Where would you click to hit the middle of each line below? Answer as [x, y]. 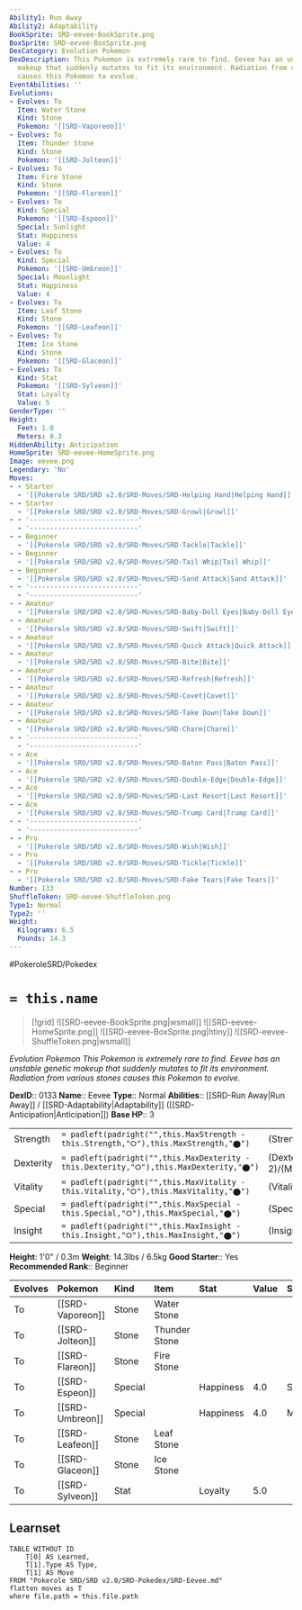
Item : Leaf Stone [50, 311]
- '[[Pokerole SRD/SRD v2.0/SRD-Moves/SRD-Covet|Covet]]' [129, 696]
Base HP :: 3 [133, 1114]
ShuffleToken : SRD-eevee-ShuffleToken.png [90, 897]
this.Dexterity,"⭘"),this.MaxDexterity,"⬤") [160, 1167]
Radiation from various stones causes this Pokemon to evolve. [125, 1078]
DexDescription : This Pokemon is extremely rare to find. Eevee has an [146, 59]
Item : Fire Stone [50, 176]
